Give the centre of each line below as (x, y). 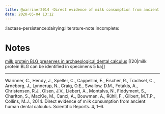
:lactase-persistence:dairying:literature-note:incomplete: (62, 28)
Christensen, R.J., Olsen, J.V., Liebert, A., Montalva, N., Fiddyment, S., (76, 91)
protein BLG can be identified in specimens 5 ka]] (55, 67)
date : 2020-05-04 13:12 (29, 14)
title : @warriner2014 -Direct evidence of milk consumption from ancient (82, 10)
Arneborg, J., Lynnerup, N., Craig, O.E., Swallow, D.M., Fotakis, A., (72, 86)
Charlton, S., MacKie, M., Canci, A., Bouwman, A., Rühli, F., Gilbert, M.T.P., (80, 96)
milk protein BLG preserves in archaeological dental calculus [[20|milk (76, 61)
